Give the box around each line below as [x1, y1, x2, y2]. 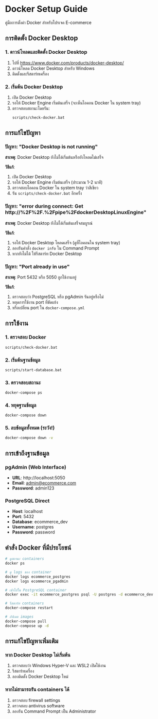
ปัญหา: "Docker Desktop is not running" [5, 143, 98, 150]
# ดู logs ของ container [5, 570, 52, 574]
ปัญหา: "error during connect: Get [5, 203, 84, 210]
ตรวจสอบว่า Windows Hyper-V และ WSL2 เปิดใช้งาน [12, 663, 106, 669]
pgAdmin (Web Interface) [5, 464, 67, 470]
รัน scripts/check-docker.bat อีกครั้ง [12, 190, 82, 196]
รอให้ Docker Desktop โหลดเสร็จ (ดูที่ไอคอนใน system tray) [12, 239, 121, 245]
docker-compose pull [5, 619, 47, 624]
